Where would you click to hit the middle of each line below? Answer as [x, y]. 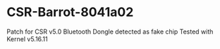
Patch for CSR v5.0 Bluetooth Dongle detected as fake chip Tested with [110, 31]
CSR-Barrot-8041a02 [70, 12]
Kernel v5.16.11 [28, 38]
